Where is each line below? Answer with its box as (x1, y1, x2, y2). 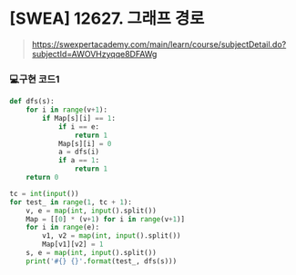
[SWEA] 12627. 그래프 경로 (9, 8, 205, 29)
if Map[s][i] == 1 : (42, 113, 117, 123)
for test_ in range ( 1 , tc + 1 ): (9, 197, 132, 207)
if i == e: (57, 122, 100, 132)
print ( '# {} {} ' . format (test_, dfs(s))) (26, 256, 178, 266)
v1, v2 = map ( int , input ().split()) (42, 231, 181, 241)
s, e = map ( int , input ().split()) (26, 249, 157, 258)
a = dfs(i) (57, 147, 100, 157)
